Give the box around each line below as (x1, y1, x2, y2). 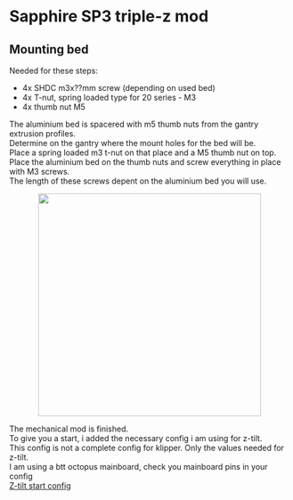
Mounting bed (9, 42, 89, 57)
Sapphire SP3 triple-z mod (9, 6, 209, 27)
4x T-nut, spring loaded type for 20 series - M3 (21, 92, 197, 102)
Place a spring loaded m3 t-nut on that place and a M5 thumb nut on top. (9, 147, 277, 158)
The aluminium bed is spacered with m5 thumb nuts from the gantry (9, 119, 259, 129)
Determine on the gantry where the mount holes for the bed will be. (9, 138, 256, 148)
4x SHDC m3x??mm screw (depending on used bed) (21, 83, 216, 93)
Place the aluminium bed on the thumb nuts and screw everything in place (9, 157, 281, 167)
